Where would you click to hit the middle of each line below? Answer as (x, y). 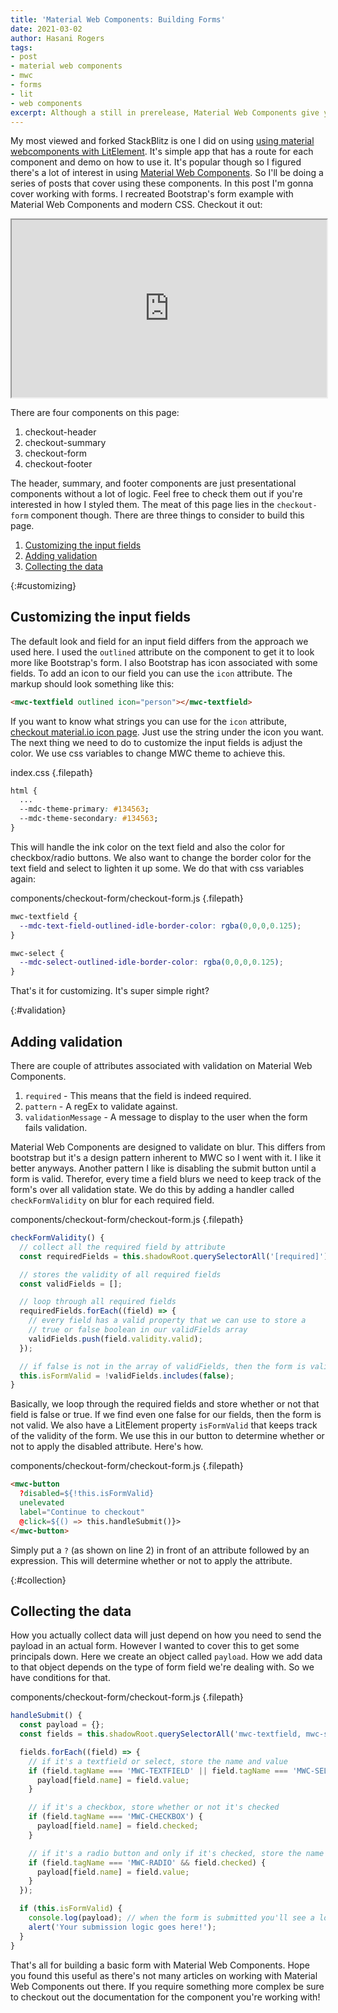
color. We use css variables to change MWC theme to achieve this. (148, 753)
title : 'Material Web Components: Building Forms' (118, 19)
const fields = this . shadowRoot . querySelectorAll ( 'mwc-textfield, (160, 1734)
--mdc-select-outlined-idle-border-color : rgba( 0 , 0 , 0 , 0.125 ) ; (151, 962)
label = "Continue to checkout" (82, 1512)
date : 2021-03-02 (46, 29)
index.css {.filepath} (51, 772)
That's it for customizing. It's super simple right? (110, 991)
